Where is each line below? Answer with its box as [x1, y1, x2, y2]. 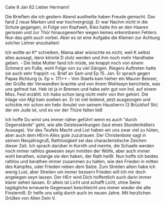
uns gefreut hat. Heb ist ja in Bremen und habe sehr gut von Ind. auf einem [5, 86, 157, 92]
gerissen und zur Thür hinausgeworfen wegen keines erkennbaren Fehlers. [5, 30, 158, 35]
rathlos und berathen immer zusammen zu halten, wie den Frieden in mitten [5, 159, 159, 164]
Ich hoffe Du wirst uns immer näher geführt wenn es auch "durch [5, 117, 137, 122]
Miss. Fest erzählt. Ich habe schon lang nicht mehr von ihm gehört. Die [5, 91, 149, 97]
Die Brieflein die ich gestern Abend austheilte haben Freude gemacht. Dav [5, 14, 156, 19]
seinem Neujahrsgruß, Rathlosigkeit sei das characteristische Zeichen [5, 137, 147, 143]
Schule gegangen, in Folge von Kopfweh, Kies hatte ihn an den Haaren [5, 24, 149, 30]
